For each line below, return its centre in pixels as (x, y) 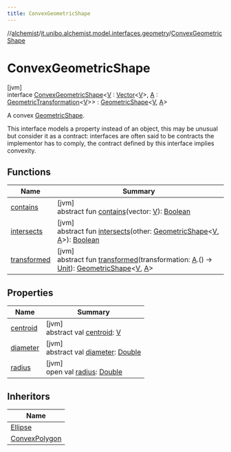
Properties (30, 293)
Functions (29, 172)
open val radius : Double (84, 372)
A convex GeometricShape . (46, 115)
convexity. (22, 150)
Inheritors (29, 396)
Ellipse (21, 427)
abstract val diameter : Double (93, 352)
